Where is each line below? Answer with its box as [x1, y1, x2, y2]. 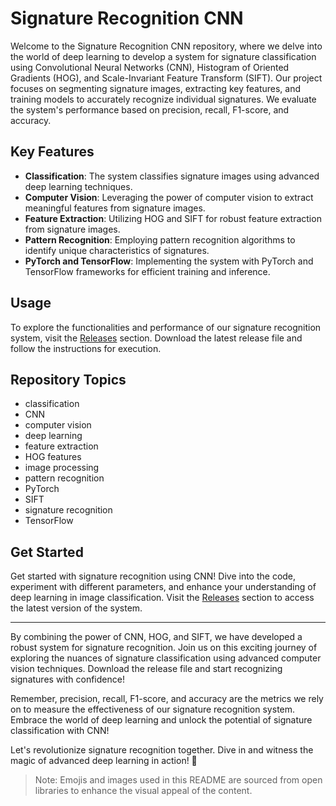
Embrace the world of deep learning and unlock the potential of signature [10, 714, 313, 726]
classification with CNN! [10, 725, 110, 737]
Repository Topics [10, 371, 127, 388]
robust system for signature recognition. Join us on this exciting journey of [10, 642, 318, 654]
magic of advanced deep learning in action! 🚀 [10, 755, 198, 767]
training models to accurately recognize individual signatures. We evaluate [10, 93, 317, 105]
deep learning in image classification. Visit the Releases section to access [10, 592, 315, 604]
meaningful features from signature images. [24, 202, 206, 214]
